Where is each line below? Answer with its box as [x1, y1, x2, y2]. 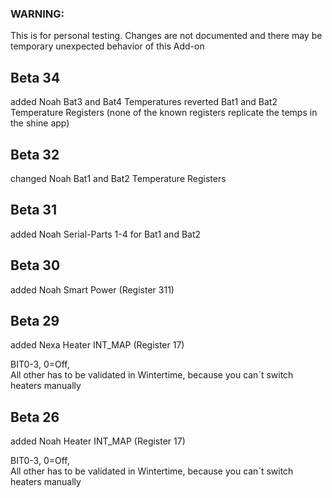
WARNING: [10, 7, 65, 21]
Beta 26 [10, 408, 60, 426]
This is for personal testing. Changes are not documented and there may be [10, 30, 323, 42]
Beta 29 [10, 312, 60, 329]
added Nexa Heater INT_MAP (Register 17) [10, 339, 185, 351]
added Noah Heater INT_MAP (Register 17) [10, 435, 186, 447]
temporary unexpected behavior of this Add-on [10, 40, 205, 52]
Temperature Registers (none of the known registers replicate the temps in [10, 107, 318, 119]
